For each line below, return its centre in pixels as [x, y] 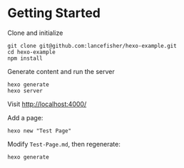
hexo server [25, 90]
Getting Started [54, 13]
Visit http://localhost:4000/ [47, 104]
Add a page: [25, 117]
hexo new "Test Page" [40, 131]
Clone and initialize [35, 33]
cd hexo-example [31, 52]
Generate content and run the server [61, 71]
